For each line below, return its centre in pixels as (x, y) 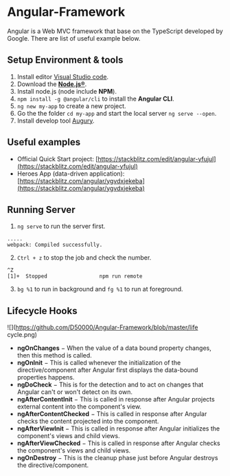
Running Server (41, 210)
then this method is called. (55, 355)
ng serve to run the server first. (61, 226)
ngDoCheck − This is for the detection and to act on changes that (110, 385)
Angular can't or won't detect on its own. (74, 392)
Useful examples (44, 142)
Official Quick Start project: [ (57, 158)
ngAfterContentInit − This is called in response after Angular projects (116, 400)
